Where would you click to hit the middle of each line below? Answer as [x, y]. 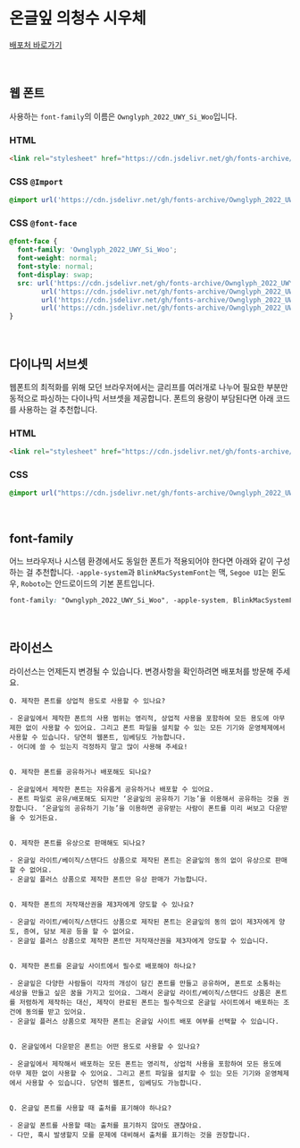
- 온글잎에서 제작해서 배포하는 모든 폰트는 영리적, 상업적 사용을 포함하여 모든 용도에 [145, 1064]
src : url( [35, 283]
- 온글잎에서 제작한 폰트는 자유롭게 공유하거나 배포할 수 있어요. [112, 789]
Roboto [33, 584]
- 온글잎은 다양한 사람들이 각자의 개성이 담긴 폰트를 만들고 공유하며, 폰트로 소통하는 [145, 983]
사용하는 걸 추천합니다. [58, 409]
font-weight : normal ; [58, 259]
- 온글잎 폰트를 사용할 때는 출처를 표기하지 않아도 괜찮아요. [106, 1125]
